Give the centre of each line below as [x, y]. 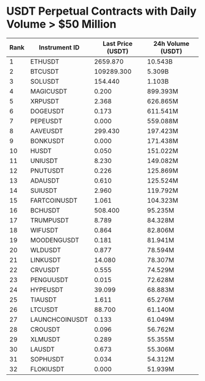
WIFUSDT [45, 230]
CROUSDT [45, 329]
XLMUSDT [45, 339]
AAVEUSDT [47, 131]
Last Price [118, 43]
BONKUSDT [48, 140]
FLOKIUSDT [47, 369]
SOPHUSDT [47, 359]
